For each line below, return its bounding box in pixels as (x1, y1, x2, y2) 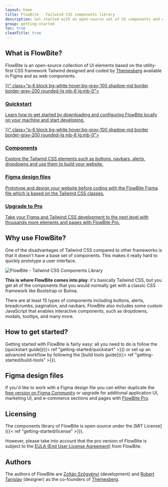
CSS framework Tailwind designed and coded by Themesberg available (14, 67, 162, 73)
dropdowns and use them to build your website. (5, 161, 103, 167)
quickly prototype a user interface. (5, 258, 76, 264)
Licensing (5, 410, 36, 418)
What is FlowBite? (5, 49, 62, 57)
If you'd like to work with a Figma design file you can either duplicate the (5, 385, 155, 391)
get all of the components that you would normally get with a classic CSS (5, 282, 156, 288)
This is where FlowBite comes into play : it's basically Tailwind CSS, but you (5, 277, 162, 283)
